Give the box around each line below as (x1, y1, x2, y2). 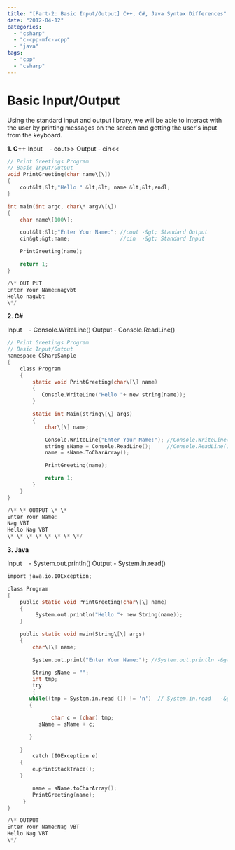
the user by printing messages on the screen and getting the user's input (7, 123, 218, 132)
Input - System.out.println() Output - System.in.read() (7, 559, 166, 568)
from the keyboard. (7, 130, 63, 139)
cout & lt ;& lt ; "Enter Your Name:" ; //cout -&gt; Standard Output (20, 229, 208, 236)
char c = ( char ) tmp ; (51, 714, 114, 721)
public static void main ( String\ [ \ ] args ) (20, 630, 145, 638)
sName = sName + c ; (38, 720, 96, 728)
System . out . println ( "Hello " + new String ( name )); (35, 612, 183, 619)
